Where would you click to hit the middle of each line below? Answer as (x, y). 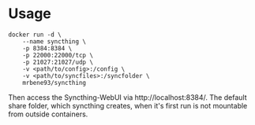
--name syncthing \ (54, 41)
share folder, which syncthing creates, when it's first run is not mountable (128, 105)
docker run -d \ (35, 35)
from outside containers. (48, 114)
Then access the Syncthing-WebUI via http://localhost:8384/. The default (127, 97)
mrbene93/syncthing (54, 83)
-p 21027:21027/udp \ (58, 62)
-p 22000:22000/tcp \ (58, 55)
